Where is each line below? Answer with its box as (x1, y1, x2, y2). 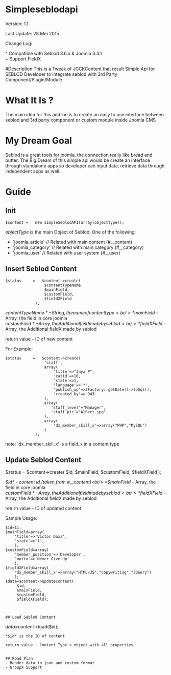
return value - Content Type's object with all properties (5, 643, 134, 648)
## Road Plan (5, 656, 33, 661)
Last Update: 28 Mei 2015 (5, 30, 60, 36)
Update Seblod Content (5, 456, 82, 465)
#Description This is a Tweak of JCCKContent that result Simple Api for (5, 66, 155, 72)
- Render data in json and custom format (5, 661, 95, 666)
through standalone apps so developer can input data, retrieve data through (5, 162, 165, 168)
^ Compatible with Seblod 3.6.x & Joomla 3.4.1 (5, 50, 102, 56)
